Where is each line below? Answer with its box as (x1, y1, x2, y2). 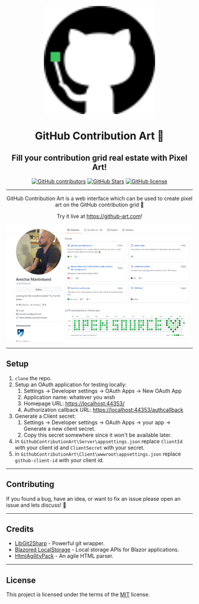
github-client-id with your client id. (14, 456, 104, 463)
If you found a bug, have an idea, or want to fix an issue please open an (6, 495, 181, 502)
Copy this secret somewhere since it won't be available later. (23, 431, 172, 438)
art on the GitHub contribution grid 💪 (55, 201, 144, 208)
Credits (6, 524, 34, 534)
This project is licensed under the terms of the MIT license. (6, 591, 150, 598)
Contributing (6, 479, 54, 489)
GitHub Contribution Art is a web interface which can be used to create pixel (7, 195, 192, 202)
